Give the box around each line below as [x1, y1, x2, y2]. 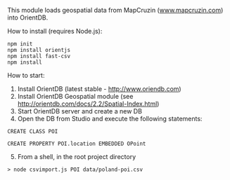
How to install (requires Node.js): [7, 27, 103, 35]
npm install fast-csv [7, 53, 71, 60]
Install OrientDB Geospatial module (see [17, 92, 134, 100]
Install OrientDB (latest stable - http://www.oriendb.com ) [17, 85, 181, 93]
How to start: [7, 71, 45, 79]
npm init [7, 41, 33, 48]
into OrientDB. [7, 13, 49, 22]
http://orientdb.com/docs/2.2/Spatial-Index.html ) [17, 99, 160, 108]
